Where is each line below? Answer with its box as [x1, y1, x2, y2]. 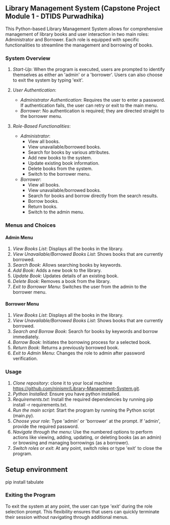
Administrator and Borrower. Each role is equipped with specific [5, 36, 139, 42]
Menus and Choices [5, 222, 56, 229]
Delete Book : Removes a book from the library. [12, 278, 111, 284]
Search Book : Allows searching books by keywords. [12, 262, 122, 268]
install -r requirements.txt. [12, 401, 68, 408]
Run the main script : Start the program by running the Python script [12, 407, 155, 413]
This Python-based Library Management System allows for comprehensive [5, 26, 163, 32]
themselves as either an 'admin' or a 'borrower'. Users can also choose [12, 71, 163, 78]
